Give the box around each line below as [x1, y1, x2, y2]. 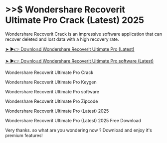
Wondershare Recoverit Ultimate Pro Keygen [5, 79, 97, 85]
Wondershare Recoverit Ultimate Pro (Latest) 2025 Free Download [5, 117, 141, 123]
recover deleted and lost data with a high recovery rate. [5, 36, 119, 42]
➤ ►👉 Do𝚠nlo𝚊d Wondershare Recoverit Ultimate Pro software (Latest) [5, 58, 154, 64]
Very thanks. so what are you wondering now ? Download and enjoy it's [5, 127, 152, 133]
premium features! [5, 132, 43, 138]
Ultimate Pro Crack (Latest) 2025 [5, 14, 145, 26]
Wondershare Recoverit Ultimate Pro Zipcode [5, 98, 98, 104]
